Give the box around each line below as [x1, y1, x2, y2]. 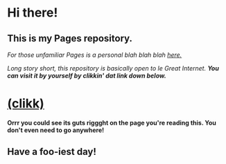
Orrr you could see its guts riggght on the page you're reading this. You [7, 118, 216, 127]
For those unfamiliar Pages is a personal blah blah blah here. [7, 51, 182, 59]
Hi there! [7, 5, 58, 21]
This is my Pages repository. [7, 33, 133, 44]
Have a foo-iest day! [7, 146, 97, 158]
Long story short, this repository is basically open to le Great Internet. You [7, 64, 220, 72]
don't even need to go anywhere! [7, 126, 105, 134]
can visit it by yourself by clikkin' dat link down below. [7, 71, 166, 80]
